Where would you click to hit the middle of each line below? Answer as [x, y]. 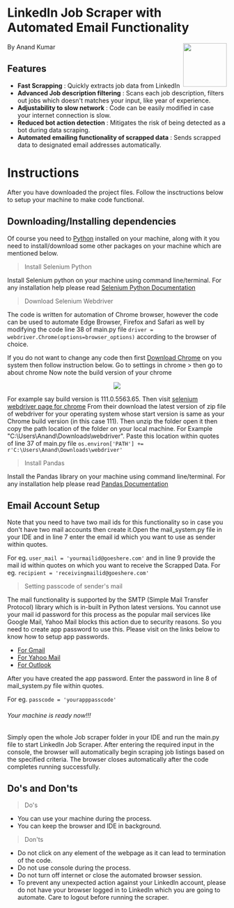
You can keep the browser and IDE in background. [89, 826]
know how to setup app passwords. [58, 637]
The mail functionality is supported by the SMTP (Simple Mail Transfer [108, 600]
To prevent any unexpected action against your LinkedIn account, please [122, 883]
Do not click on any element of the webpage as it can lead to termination [122, 853]
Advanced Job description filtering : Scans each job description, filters [120, 93]
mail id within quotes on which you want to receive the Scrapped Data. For [114, 565]
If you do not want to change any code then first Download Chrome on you [115, 357]
